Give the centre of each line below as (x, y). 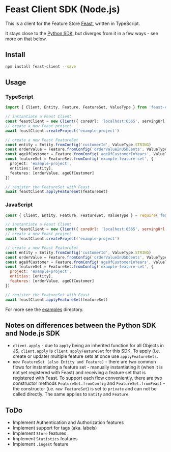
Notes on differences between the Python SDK (81, 325)
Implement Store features (39, 433)
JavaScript (19, 205)
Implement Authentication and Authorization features (68, 422)
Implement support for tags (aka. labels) (55, 428)
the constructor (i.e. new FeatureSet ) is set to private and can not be (84, 389)
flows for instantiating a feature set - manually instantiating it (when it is (88, 367)
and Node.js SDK (33, 333)
